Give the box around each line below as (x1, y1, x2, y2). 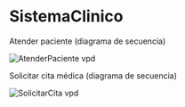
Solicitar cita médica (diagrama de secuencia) (9, 70, 178, 81)
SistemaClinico (9, 6, 124, 27)
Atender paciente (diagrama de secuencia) (9, 36, 166, 46)
